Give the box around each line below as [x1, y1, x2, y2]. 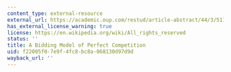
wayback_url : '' [7, 55, 54, 62]
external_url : [7, 16, 48, 23]
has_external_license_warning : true [7, 23, 112, 29]
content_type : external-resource [7, 10, 103, 17]
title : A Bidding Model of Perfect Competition [7, 42, 146, 49]
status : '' [7, 36, 38, 43]
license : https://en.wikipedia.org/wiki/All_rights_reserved [7, 29, 186, 36]
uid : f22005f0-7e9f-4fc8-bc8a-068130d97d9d [7, 49, 134, 56]
